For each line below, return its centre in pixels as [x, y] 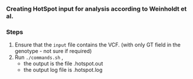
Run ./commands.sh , [39, 57]
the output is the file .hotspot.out [63, 64]
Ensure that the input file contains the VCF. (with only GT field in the [98, 45]
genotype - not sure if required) [53, 51]
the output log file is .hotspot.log [63, 70]
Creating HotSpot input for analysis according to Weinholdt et [97, 9]
